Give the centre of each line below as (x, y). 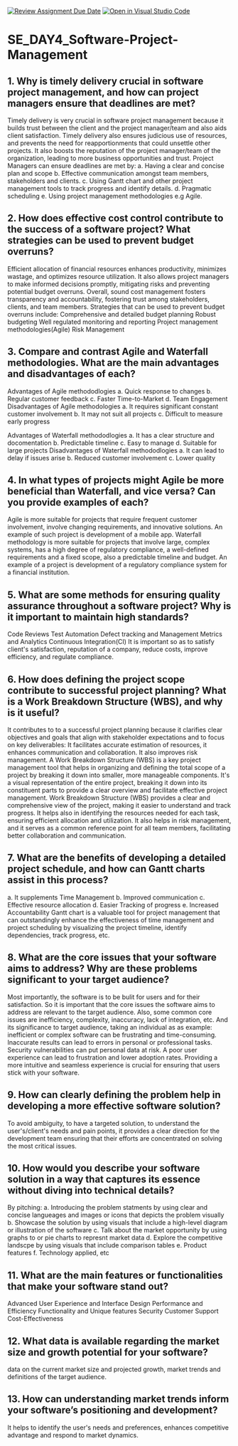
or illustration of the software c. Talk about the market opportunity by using (117, 1230)
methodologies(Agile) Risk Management (66, 329)
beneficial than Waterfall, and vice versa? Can (112, 491)
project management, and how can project (103, 92)
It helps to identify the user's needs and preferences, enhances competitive (118, 1427)
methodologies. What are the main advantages (113, 363)
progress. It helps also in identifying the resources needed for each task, (114, 813)
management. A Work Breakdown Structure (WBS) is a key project (104, 760)
